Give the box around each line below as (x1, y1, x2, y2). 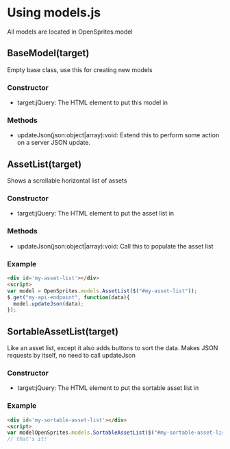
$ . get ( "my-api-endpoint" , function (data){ (7, 294, 130, 301)
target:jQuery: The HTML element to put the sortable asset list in (16, 384, 199, 392)
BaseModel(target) (7, 47, 90, 59)
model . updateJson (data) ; (13, 300, 84, 307)
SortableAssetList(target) (7, 325, 118, 337)
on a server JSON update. (16, 139, 91, 147)
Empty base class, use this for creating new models (7, 65, 153, 73)
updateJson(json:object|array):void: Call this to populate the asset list (16, 242, 214, 250)
